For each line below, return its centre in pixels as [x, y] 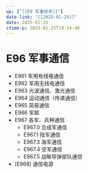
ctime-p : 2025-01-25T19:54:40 [43, 28]
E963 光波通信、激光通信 [45, 91]
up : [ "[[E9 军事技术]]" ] [35, 11]
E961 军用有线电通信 [39, 76]
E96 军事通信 [38, 59]
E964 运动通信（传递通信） [48, 98]
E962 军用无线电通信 [40, 83]
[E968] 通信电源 [34, 164]
